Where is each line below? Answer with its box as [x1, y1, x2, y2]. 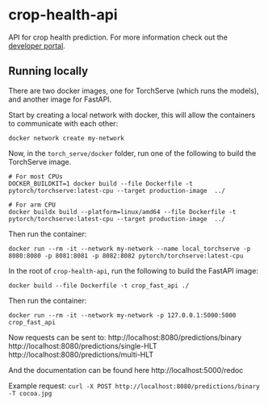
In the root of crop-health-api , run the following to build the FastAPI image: [8, 266, 258, 275]
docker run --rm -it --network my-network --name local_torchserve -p [8, 245, 251, 253]
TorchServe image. [8, 157, 72, 166]
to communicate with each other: [8, 119, 119, 128]
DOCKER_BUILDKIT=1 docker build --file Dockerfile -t [8, 179, 194, 187]
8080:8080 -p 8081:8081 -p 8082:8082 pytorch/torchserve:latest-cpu [8, 252, 244, 260]
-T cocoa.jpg [8, 389, 52, 397]
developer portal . [8, 40, 66, 50]
